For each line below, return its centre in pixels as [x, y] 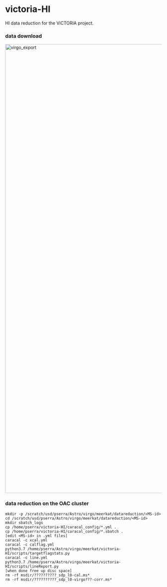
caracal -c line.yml [27, 558]
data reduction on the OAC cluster [47, 504]
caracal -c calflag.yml [30, 545]
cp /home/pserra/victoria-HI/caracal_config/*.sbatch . [64, 531]
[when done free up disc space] [39, 571]
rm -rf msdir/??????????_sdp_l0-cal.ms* [48, 575]
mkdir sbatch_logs [24, 523]
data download [24, 36]
